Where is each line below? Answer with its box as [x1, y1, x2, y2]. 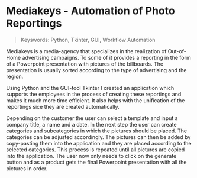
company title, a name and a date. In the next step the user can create [6, 121, 177, 128]
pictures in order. [6, 164, 48, 172]
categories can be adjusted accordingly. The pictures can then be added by [6, 133, 191, 140]
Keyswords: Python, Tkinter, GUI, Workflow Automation [20, 36, 156, 43]
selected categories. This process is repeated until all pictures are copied [6, 146, 185, 153]
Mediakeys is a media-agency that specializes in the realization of [6, 47, 167, 54]
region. [6, 73, 24, 80]
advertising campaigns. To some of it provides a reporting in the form [22, 54, 191, 61]
